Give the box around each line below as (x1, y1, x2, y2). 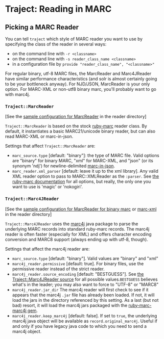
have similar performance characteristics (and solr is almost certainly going (5, 76, 158, 81)
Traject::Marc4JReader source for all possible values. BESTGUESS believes (12, 276, 158, 282)
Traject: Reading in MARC (5, 3, 112, 15)
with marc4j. (5, 92, 30, 97)
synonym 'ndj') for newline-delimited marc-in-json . (12, 163, 115, 169)
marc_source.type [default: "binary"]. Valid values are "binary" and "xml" (12, 255, 159, 261)
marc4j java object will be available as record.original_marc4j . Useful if (12, 318, 158, 324)
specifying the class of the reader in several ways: (5, 41, 107, 47)
